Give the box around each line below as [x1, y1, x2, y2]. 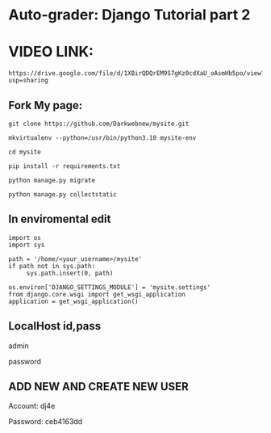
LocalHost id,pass [8, 319, 102, 333]
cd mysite [8, 148, 42, 156]
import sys [8, 241, 45, 249]
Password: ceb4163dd [8, 417, 83, 427]
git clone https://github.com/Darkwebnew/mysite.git [8, 120, 190, 128]
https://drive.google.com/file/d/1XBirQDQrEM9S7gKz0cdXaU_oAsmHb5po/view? [8, 69, 265, 78]
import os [8, 233, 42, 242]
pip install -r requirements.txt [8, 162, 121, 170]
